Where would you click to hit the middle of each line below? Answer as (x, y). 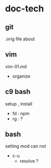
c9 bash (18, 92)
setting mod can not (25, 146)
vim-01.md (16, 66)
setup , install (19, 104)
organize (21, 76)
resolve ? (29, 161)
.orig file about (20, 39)
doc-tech (25, 9)
